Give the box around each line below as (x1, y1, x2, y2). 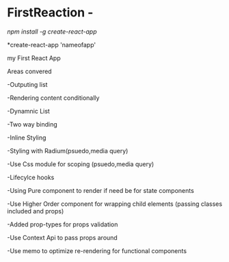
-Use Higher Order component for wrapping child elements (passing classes (7, 200, 223, 208)
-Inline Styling (7, 133, 46, 142)
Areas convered (7, 67, 53, 75)
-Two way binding (7, 120, 58, 128)
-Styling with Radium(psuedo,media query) (7, 146, 129, 155)
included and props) (7, 207, 64, 215)
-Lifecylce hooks (7, 173, 55, 181)
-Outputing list (7, 80, 48, 88)
